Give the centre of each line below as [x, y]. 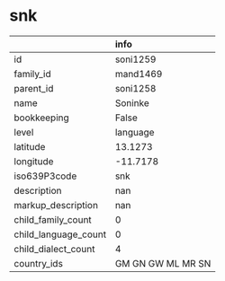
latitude [30, 146]
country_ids [38, 263]
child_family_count [53, 219]
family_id [32, 74]
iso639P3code [45, 176]
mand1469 [139, 74]
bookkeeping [41, 118]
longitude [34, 161]
